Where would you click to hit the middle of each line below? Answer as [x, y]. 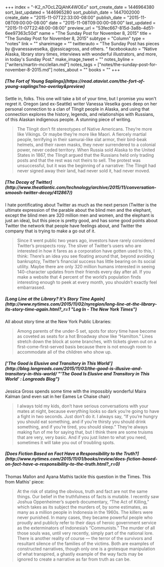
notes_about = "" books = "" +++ [87, 70]
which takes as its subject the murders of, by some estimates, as [82, 507]
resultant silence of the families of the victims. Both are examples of [85, 543]
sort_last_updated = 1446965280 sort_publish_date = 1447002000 [72, 12]
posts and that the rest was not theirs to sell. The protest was [79, 160]
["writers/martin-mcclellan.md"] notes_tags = [51, 64]
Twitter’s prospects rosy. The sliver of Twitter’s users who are [79, 246]
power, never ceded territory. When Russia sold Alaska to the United [86, 150]
